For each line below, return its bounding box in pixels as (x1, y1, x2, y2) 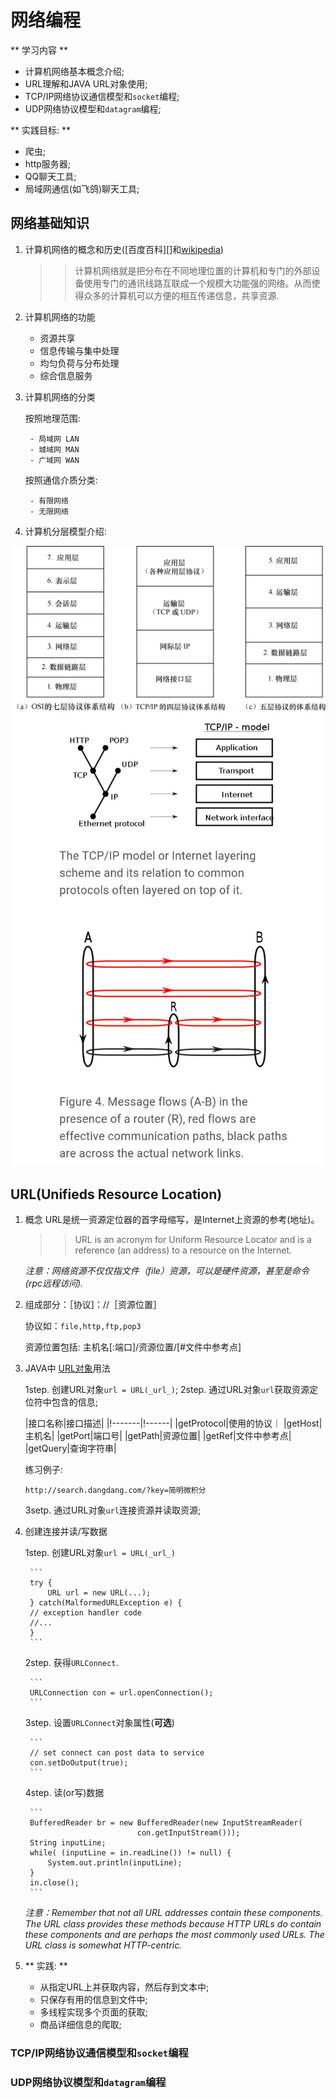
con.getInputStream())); (136, 1828, 241, 1838)
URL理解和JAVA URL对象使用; (24, 77, 148, 90)
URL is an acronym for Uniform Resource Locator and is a (74, 1234, 312, 1246)
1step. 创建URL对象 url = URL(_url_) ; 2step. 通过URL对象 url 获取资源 (24, 1384, 310, 1396)
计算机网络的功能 (24, 311, 96, 323)
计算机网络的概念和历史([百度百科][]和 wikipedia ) (24, 243, 224, 255)
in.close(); (29, 1878, 80, 1888)
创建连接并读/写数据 (24, 1526, 108, 1538)
